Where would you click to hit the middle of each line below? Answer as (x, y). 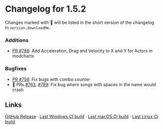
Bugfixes (16, 69)
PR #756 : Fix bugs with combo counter (51, 79)
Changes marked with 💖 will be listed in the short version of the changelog (80, 22)
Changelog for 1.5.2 (46, 9)
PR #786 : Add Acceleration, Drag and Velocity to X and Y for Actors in (82, 51)
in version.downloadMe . (28, 27)
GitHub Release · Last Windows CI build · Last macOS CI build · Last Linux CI (81, 117)
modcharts (23, 56)
